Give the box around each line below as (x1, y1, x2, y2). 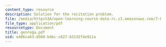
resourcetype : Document (5, 25, 54, 30)
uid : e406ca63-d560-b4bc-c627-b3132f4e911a (5, 35, 96, 40)
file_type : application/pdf (5, 21, 63, 26)
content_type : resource (5, 7, 54, 12)
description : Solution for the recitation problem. (5, 12, 114, 17)
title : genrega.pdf (5, 30, 45, 35)
